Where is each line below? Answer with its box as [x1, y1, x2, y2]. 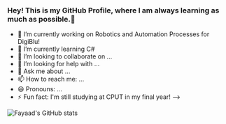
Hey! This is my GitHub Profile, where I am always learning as [7, 6, 220, 15]
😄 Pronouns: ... [17, 85, 63, 93]
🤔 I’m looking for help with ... [17, 60, 100, 68]
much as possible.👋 [7, 14, 76, 24]
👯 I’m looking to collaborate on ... [17, 52, 113, 61]
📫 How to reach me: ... [17, 75, 85, 84]
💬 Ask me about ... [17, 67, 71, 75]
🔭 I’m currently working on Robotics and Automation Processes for [17, 30, 210, 38]
